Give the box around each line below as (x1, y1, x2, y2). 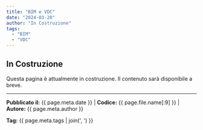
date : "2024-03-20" (6, 14, 56, 20)
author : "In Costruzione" (6, 20, 71, 26)
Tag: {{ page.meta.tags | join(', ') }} (6, 117, 94, 124)
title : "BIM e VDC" (6, 8, 56, 15)
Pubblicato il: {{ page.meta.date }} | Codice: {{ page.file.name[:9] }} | (6, 99, 180, 106)
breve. (6, 81, 22, 88)
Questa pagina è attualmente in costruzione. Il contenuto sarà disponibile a (6, 75, 193, 82)
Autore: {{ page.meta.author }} (6, 105, 83, 112)
